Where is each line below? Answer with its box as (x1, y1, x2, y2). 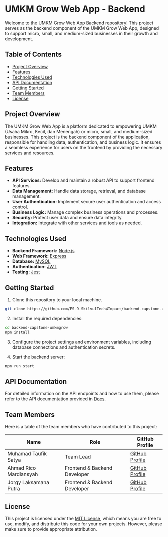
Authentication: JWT (12, 264, 57, 270)
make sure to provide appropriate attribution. (5, 526, 97, 532)
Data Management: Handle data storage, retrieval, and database (12, 188, 146, 194)
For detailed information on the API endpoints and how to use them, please (5, 391, 159, 397)
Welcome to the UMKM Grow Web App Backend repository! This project (5, 20, 154, 26)
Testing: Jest (12, 269, 40, 275)
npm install (5, 330, 30, 335)
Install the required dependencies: (12, 315, 83, 321)
